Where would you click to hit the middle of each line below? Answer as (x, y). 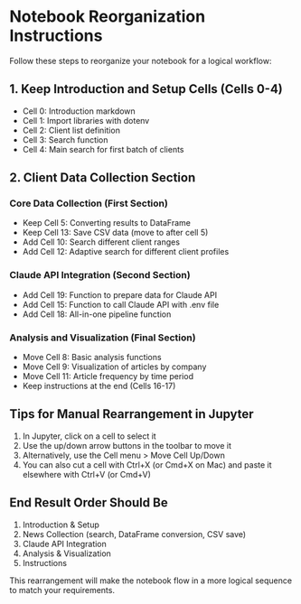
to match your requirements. (62, 590)
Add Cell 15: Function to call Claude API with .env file (121, 304)
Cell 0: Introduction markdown (79, 111)
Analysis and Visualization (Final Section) (103, 338)
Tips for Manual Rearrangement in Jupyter (132, 414)
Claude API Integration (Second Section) (100, 275)
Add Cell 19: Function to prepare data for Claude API (120, 294)
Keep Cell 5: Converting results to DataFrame (107, 223)
